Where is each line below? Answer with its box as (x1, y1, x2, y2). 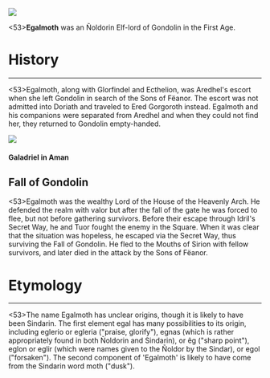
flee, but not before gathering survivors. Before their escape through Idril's (8, 213, 256, 224)
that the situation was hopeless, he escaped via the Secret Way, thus (8, 231, 237, 241)
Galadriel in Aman (8, 152, 70, 162)
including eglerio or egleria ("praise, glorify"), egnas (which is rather (8, 327, 235, 337)
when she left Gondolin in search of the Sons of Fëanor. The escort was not (8, 93, 259, 103)
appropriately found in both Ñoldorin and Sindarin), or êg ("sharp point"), (8, 335, 250, 345)
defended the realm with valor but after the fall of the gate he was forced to (8, 205, 258, 215)
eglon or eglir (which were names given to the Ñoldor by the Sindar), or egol (8, 344, 260, 354)
